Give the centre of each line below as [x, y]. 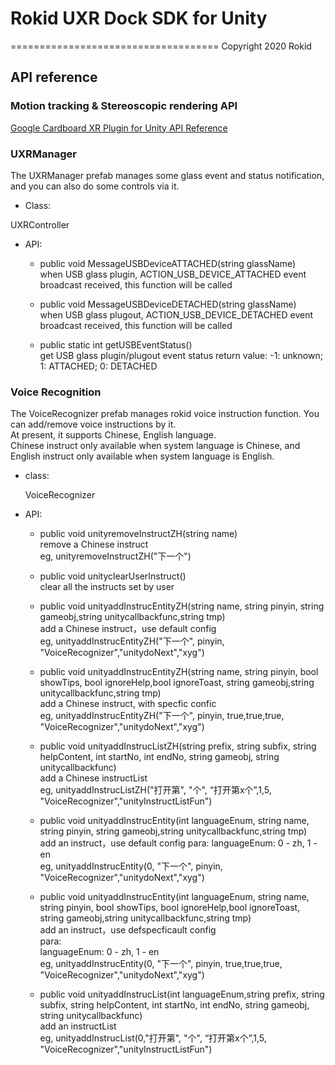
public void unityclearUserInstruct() [113, 576]
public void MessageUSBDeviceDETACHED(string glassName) [168, 304]
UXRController [40, 224]
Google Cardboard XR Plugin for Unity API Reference [119, 128]
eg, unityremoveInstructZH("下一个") [115, 556]
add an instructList [78, 1026]
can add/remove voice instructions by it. [93, 424]
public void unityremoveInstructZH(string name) [138, 534]
